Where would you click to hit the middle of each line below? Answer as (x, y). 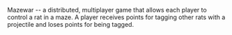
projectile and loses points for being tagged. (71, 24)
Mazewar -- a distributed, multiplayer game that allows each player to (107, 10)
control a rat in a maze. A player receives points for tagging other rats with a (116, 17)
